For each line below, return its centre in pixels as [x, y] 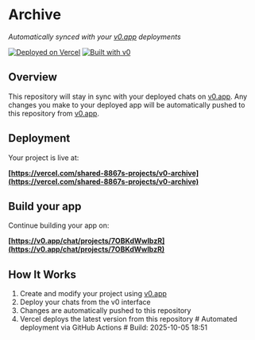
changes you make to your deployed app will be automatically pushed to [127, 104]
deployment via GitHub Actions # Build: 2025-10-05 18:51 [114, 327]
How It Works [42, 274]
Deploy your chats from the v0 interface [85, 302]
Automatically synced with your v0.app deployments [95, 37]
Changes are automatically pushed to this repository [105, 311]
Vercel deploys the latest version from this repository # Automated [128, 319]
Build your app [45, 206]
